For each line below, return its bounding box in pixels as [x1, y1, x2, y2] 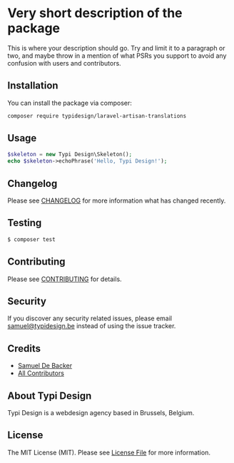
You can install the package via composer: [7, 98, 132, 107]
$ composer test [7, 235, 56, 243]
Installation [7, 80, 58, 92]
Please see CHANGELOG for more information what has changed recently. [7, 196, 226, 205]
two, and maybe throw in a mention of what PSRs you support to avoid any [7, 51, 227, 60]
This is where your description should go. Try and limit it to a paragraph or [7, 44, 226, 52]
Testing [7, 217, 42, 229]
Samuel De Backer [17, 362, 73, 370]
